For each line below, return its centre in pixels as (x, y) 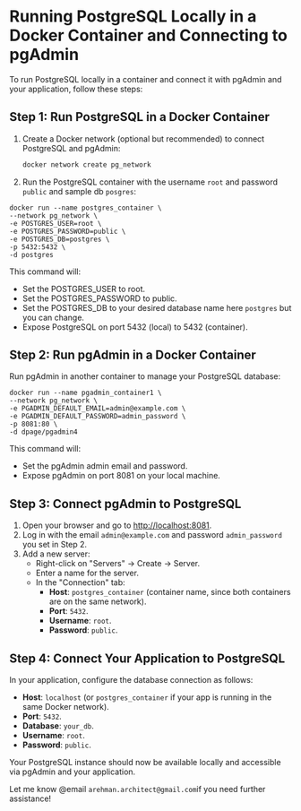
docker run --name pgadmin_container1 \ (86, 393)
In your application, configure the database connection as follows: (131, 680)
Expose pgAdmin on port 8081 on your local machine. (121, 476)
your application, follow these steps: (76, 89)
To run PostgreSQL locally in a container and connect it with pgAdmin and (146, 79)
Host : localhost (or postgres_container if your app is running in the (147, 697)
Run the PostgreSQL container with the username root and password (150, 182)
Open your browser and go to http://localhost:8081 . (117, 525)
